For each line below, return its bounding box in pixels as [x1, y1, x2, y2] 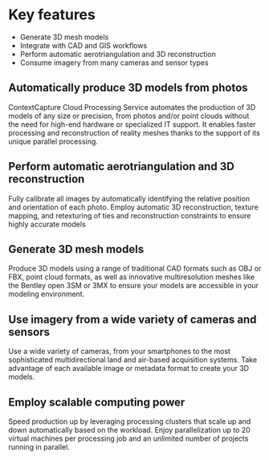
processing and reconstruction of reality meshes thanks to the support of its [8, 128, 261, 137]
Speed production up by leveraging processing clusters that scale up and [8, 417, 251, 426]
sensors [8, 325, 51, 339]
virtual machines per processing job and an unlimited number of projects [8, 434, 249, 443]
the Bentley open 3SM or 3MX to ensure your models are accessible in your [8, 281, 259, 291]
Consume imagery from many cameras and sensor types [19, 58, 209, 67]
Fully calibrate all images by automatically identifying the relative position [8, 193, 251, 203]
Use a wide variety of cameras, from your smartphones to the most [8, 347, 231, 356]
